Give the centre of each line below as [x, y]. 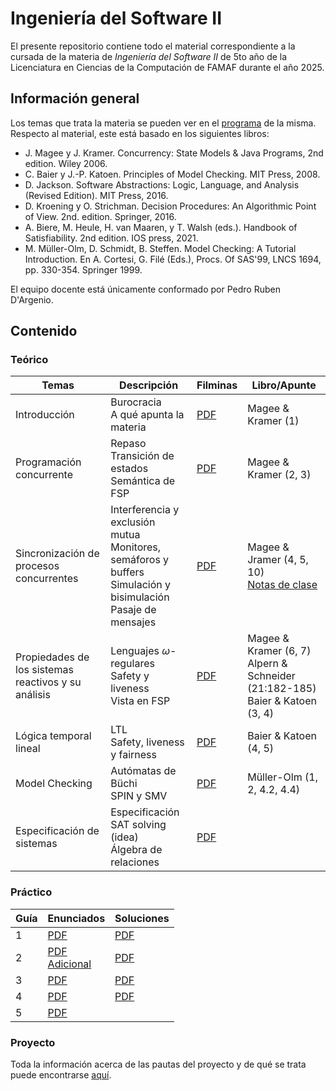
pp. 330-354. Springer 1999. [83, 269]
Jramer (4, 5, [278, 560]
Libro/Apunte [284, 385]
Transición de [142, 456]
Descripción [149, 385]
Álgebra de [136, 850]
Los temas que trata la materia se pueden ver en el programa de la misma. [163, 123]
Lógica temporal [53, 736]
